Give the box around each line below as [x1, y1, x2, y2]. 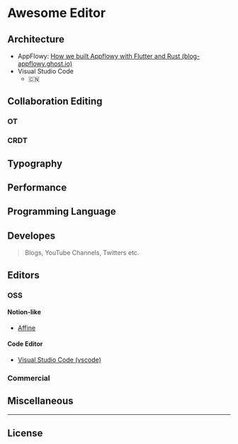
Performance [7, 182, 67, 194]
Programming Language [7, 205, 117, 217]
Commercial [7, 373, 50, 383]
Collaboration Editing [7, 96, 103, 108]
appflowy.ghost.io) [17, 59, 73, 68]
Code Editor [7, 340, 43, 348]
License [7, 427, 43, 440]
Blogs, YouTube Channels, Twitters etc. [24, 249, 140, 257]
